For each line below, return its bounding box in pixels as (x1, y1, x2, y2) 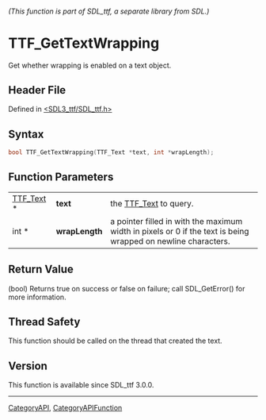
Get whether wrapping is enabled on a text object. (8, 60, 172, 70)
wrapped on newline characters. (110, 235, 231, 246)
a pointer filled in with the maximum (110, 215, 243, 226)
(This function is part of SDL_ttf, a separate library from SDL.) (8, 6, 210, 16)
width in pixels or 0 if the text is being (110, 225, 249, 237)
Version (8, 359, 47, 372)
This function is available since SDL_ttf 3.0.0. (8, 380, 154, 390)
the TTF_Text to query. (110, 198, 194, 209)
